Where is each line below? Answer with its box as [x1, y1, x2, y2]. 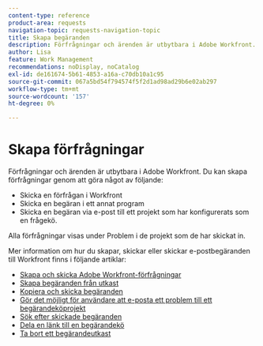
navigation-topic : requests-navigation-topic [8, 26, 160, 34]
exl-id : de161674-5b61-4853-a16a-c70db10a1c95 [8, 70, 164, 78]
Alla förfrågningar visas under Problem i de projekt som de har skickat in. [8, 231, 246, 241]
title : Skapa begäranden [8, 33, 90, 42]
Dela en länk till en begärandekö [19, 321, 125, 330]
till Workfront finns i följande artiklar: [8, 254, 126, 265]
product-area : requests [8, 19, 87, 27]
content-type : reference [8, 11, 90, 20]
